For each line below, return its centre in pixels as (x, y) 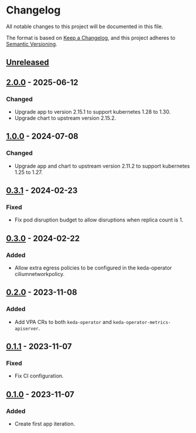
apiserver (27, 329)
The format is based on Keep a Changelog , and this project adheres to (91, 37)
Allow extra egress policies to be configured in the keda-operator (93, 268)
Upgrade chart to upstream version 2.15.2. (65, 118)
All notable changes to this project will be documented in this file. (85, 26)
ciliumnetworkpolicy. (39, 274)
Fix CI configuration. (39, 376)
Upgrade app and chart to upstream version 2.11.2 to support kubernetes (102, 166)
